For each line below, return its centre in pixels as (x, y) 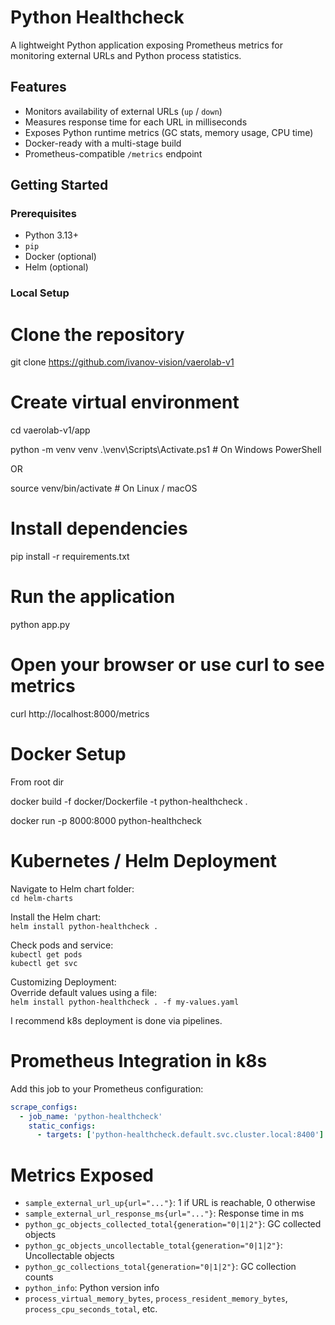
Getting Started (59, 185)
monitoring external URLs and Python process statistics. (126, 55)
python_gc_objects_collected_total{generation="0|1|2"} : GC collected (173, 1224)
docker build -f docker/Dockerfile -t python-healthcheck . (129, 801)
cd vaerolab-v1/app (50, 430)
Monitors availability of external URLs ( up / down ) (123, 111)
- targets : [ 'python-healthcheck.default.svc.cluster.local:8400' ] (180, 1135)
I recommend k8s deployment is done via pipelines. (116, 1020)
